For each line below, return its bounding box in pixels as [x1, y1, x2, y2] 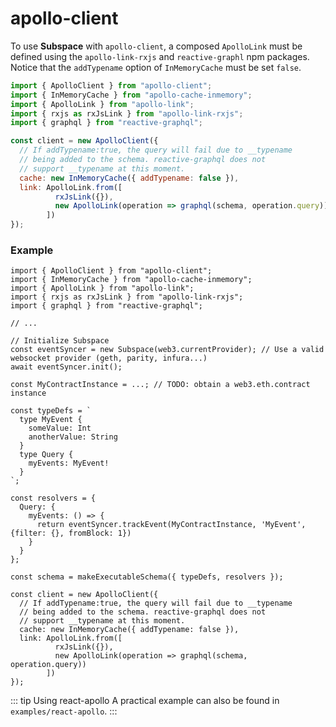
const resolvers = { [10, 493, 97, 504]
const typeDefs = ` [10, 406, 92, 416]
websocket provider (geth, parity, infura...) [10, 353, 208, 364]
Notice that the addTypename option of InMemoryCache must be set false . [10, 61, 302, 73]
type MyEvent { [19, 415, 83, 425]
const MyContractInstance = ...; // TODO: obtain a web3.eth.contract [10, 380, 311, 390]
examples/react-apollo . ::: [10, 705, 118, 717]
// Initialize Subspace [10, 336, 110, 346]
